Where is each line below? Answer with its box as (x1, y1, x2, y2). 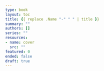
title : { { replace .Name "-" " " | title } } (5, 16, 99, 21)
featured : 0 (5, 49, 30, 54)
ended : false (5, 53, 32, 59)
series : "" (5, 30, 28, 35)
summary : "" (5, 21, 30, 26)
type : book (5, 7, 28, 12)
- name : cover (5, 40, 35, 45)
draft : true (5, 58, 30, 63)
